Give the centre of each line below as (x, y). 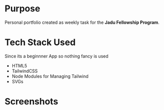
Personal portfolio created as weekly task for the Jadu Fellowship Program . (82, 22)
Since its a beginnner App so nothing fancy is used (56, 56)
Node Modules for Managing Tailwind (50, 76)
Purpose (23, 9)
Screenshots (31, 102)
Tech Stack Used (40, 42)
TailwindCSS (25, 71)
